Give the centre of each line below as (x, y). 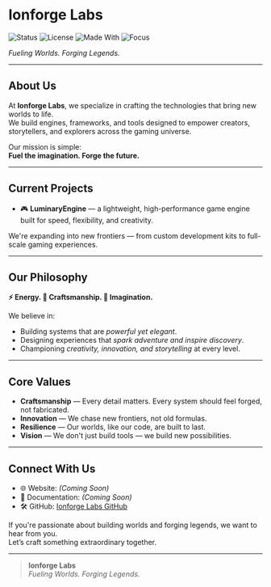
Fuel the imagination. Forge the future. (74, 155)
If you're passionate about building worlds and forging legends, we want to (133, 525)
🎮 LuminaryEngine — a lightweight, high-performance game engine (135, 209)
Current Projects (51, 189)
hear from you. (33, 534)
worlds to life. (31, 114)
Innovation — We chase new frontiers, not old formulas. (113, 419)
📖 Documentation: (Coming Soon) (76, 497)
